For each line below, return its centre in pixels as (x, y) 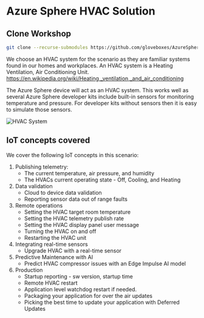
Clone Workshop (39, 34)
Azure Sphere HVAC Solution (81, 11)
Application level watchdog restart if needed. (80, 289)
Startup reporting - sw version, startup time (79, 276)
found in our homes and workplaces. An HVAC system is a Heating (90, 66)
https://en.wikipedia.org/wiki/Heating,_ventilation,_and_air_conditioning (95, 78)
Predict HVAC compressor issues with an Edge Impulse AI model (105, 263)
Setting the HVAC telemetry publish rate (74, 218)
